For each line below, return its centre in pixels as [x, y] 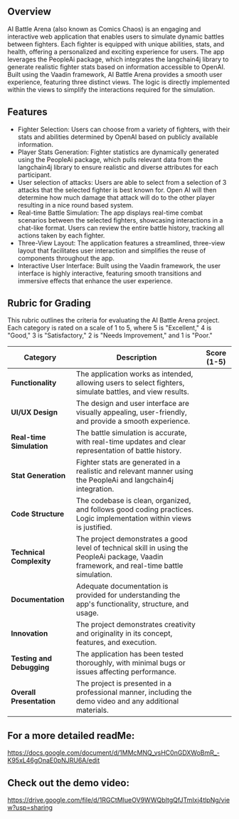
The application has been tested [129, 654]
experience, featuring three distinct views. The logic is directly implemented [118, 82]
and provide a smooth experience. [133, 422]
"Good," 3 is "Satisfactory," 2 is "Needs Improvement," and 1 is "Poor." [110, 335]
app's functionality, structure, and [132, 604]
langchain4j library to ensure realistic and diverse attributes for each [118, 167]
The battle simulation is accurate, [131, 433]
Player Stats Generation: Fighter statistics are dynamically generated [118, 152]
